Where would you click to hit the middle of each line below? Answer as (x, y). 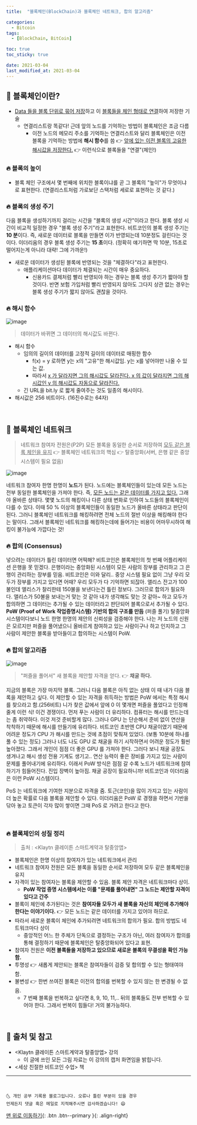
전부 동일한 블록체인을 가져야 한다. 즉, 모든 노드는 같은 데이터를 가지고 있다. (92, 492)
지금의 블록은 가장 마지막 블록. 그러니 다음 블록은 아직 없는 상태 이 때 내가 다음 (95, 690)
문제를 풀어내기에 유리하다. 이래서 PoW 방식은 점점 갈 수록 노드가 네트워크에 (93, 763)
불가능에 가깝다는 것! (40, 530)
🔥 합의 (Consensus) (34, 546)
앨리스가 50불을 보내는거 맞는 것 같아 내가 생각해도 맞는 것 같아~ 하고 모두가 (101, 597)
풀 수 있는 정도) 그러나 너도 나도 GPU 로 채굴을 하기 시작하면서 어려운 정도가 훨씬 (98, 741)
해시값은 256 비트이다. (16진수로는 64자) (61, 398)
